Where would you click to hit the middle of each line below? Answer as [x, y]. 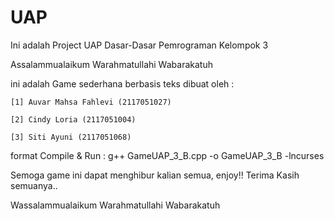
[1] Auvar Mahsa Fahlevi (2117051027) [91, 102]
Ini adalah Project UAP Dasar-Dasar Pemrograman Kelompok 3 [139, 45]
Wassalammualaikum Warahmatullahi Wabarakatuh [115, 205]
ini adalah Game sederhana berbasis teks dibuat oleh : [122, 83]
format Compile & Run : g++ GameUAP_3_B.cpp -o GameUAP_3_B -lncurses [167, 155]
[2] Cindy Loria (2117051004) [73, 119]
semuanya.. [34, 185]
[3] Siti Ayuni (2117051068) [71, 137]
